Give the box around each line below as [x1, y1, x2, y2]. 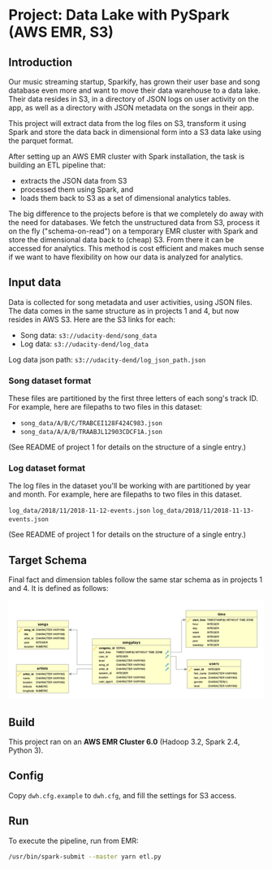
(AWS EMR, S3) [8, 23, 114, 41]
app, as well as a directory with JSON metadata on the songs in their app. [8, 103, 254, 112]
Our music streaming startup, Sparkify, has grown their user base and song [8, 77, 261, 86]
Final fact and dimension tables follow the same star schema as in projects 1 [8, 575, 262, 584]
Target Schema [8, 553, 88, 567]
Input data [8, 276, 62, 289]
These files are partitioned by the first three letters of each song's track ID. [8, 393, 258, 403]
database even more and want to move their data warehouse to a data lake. [8, 85, 261, 95]
